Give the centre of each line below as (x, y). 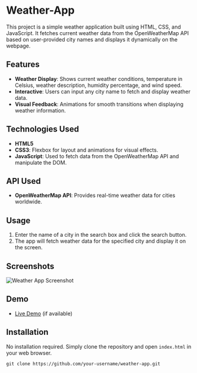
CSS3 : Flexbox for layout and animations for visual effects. (86, 150)
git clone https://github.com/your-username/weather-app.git (83, 363)
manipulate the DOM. (41, 162)
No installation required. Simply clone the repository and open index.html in (99, 346)
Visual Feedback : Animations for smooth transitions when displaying (99, 104)
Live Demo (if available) (44, 314)
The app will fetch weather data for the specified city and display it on (100, 241)
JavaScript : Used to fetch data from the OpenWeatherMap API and (97, 156)
